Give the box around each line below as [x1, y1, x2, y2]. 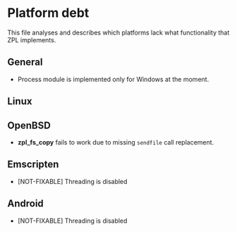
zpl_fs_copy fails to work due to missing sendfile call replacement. [17, 138, 214, 146]
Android [7, 197, 44, 209]
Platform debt [7, 5, 90, 21]
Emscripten [7, 159, 59, 171]
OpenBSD [7, 119, 51, 131]
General [7, 56, 44, 68]
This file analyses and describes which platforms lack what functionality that [7, 28, 230, 37]
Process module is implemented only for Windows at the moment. [17, 75, 209, 83]
